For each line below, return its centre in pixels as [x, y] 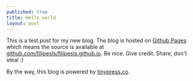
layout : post [23, 23]
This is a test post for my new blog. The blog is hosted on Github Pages [96, 41]
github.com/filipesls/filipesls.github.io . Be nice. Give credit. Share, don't [97, 54]
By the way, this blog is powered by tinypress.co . [68, 72]
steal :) [15, 60]
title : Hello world [31, 18]
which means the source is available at [55, 47]
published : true [27, 12]
